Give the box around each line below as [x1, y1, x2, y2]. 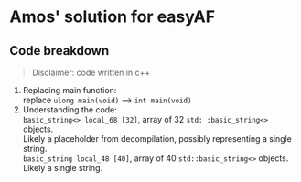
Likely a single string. [22, 163, 103, 173]
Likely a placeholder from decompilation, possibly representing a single [22, 134, 293, 144]
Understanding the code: [22, 104, 117, 115]
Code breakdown [9, 43, 110, 59]
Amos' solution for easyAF [9, 6, 216, 27]
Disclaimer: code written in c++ [31, 67, 151, 78]
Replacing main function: [22, 85, 117, 95]
